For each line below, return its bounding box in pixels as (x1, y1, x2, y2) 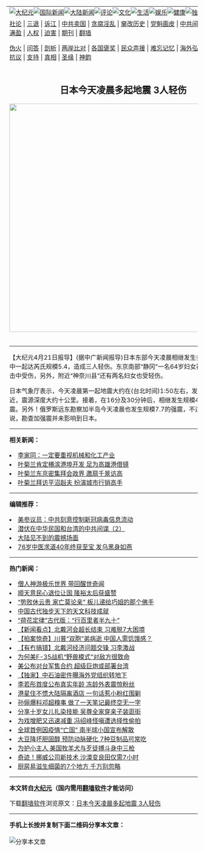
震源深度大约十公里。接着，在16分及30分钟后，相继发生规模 (21, 396, 195, 404)
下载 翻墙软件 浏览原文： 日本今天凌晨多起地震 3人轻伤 (9, 799, 161, 807)
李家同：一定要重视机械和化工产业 (18, 450, 115, 459)
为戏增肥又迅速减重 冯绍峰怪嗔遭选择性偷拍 (18, 716, 141, 725)
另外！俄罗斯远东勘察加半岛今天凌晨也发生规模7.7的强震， (21, 405, 189, 413)
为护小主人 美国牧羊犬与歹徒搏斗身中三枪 (18, 744, 135, 752)
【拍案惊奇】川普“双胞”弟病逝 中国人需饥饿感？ (18, 634, 153, 643)
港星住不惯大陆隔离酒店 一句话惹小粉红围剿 (18, 689, 141, 698)
